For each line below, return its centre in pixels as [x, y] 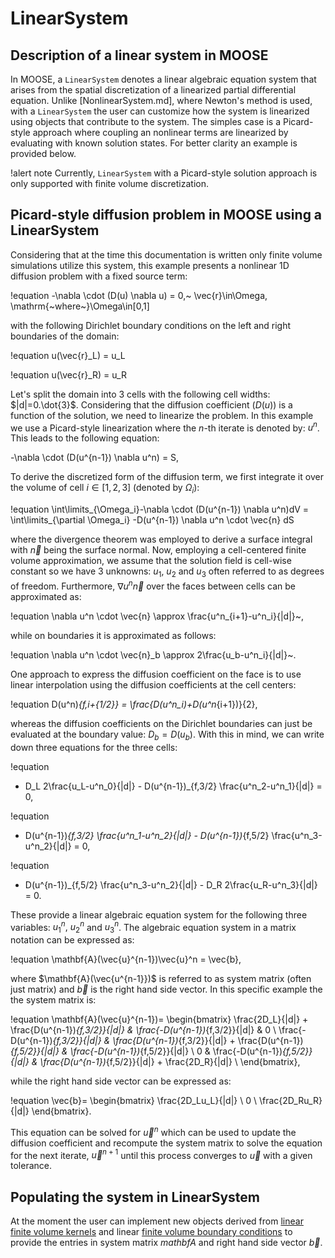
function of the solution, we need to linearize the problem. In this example [162, 415]
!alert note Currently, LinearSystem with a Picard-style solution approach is [164, 173]
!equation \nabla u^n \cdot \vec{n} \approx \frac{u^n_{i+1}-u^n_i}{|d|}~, [157, 616]
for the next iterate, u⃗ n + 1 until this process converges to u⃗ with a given [161, 1154]
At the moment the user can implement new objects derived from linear [157, 1221]
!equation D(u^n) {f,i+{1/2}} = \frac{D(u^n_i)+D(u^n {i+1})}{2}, [134, 704]
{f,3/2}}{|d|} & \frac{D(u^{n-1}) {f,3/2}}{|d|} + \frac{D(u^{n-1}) [178, 1040]
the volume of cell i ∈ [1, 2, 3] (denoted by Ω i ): [105, 489]
